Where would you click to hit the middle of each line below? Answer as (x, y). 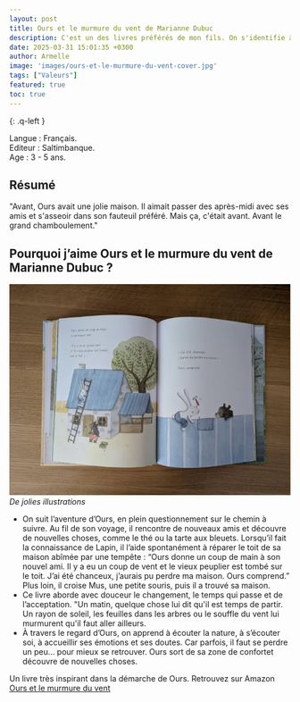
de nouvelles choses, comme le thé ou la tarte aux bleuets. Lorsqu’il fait (154, 538)
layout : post (33, 19)
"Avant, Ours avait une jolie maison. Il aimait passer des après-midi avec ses (149, 206)
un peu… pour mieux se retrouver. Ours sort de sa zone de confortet (148, 652)
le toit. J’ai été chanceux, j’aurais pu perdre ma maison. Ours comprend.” (156, 576)
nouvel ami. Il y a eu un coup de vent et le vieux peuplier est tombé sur (152, 566)
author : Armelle (39, 57)
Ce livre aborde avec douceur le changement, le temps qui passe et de (152, 595)
